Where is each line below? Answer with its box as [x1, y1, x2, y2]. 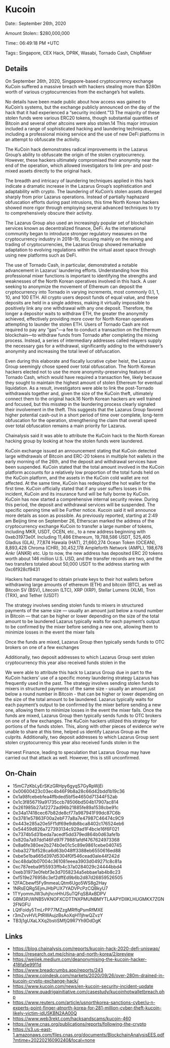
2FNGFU [12, 901, 31, 907]
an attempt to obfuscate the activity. [5, 136, 81, 143]
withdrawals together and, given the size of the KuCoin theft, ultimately [5, 390, 153, 396]
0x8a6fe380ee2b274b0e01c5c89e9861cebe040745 [12, 842, 122, 848]
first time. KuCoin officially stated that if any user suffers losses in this [5, 485, 151, 492]
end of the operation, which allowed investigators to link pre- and [5, 162, 142, 168]
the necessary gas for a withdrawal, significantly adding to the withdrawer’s [5, 342, 163, 348]
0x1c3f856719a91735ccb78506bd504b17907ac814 [12, 799, 119, 805]
